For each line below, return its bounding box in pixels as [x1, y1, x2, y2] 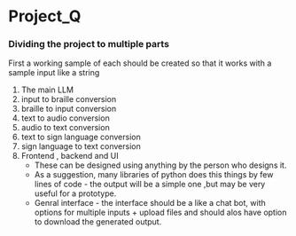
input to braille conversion [20, 94, 117, 105]
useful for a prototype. [34, 188, 117, 199]
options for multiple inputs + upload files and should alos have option [34, 207, 287, 218]
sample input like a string [8, 67, 100, 78]
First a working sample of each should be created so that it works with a [8, 58, 272, 68]
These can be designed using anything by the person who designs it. [34, 160, 287, 170]
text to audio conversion [20, 113, 110, 123]
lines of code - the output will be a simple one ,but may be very [34, 179, 266, 190]
